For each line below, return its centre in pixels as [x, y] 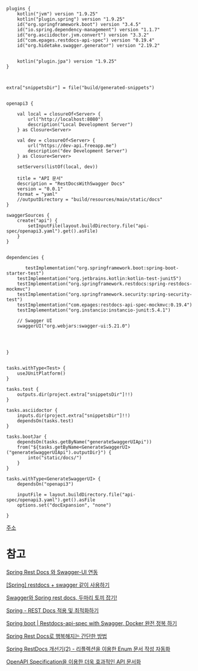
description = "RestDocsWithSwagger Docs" [71, 184]
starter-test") [25, 273]
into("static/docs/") [55, 458]
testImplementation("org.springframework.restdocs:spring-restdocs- [105, 284]
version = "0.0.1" [40, 189]
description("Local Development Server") [81, 125]
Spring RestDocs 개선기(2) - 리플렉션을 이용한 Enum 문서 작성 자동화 [88, 649]
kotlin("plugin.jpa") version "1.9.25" [67, 61]
